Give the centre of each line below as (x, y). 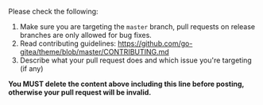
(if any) (31, 69)
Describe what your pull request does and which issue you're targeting (135, 60)
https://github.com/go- (155, 43)
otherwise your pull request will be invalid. (80, 92)
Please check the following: (53, 11)
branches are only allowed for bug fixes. (86, 35)
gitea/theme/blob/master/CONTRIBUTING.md (94, 52)
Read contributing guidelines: (68, 43)
